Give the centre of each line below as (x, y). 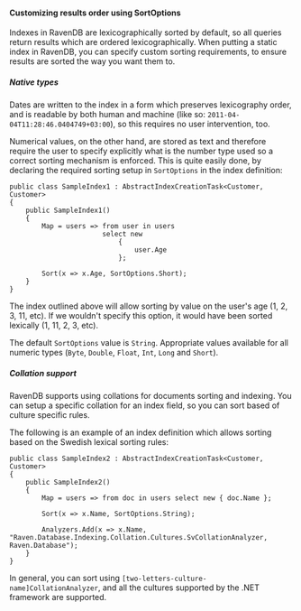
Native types (34, 82)
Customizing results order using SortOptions (96, 13)
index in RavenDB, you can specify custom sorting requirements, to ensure (148, 52)
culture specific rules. (50, 415)
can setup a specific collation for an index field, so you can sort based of (145, 405)
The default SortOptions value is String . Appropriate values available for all (149, 343)
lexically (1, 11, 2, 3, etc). (54, 326)
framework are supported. (58, 597)
